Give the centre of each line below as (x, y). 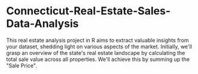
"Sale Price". (22, 65)
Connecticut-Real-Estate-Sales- (89, 11)
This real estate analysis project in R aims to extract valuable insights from (98, 40)
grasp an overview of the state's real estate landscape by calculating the (96, 53)
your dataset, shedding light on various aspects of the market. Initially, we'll (99, 47)
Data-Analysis (42, 24)
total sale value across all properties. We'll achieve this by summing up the (98, 59)
